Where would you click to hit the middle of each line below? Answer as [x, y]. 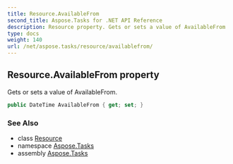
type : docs [23, 33]
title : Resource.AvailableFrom [53, 14]
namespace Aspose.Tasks [55, 146]
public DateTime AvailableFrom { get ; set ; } [75, 105]
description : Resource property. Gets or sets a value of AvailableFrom [116, 27]
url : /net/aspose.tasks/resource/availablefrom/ [80, 46]
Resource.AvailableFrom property [84, 75]
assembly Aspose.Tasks [53, 153]
